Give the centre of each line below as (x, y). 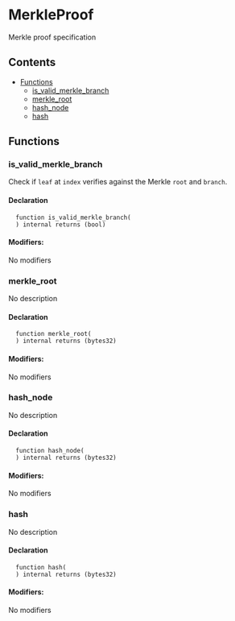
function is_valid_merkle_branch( (73, 217)
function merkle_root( (54, 334)
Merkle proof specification (52, 37)
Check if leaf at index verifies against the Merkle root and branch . (118, 182)
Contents (32, 62)
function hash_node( (50, 451)
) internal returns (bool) (61, 224)
